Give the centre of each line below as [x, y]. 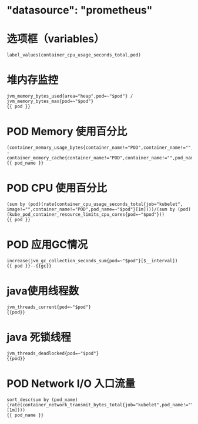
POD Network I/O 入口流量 [71, 383]
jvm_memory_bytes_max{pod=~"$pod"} [50, 101]
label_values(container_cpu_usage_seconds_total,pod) [74, 55]
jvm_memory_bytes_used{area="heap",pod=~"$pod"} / [70, 96]
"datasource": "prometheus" [80, 10]
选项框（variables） [56, 39]
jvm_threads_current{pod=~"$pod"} [49, 307]
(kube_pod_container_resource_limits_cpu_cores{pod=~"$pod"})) [86, 214]
